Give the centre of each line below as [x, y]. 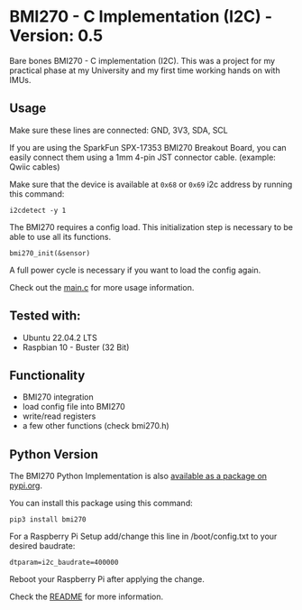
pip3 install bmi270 [48, 520]
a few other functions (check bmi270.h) [96, 426]
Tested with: [45, 316]
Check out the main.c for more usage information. [102, 287]
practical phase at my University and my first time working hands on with [145, 70]
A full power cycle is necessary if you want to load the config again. [135, 270]
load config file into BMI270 [73, 407]
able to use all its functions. [60, 236]
